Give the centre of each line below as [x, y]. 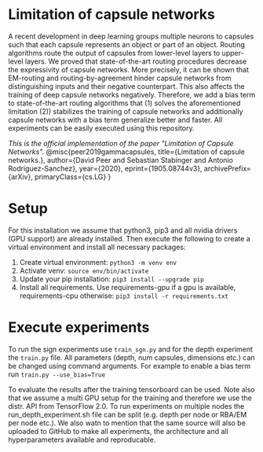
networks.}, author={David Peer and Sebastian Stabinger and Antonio [121, 160]
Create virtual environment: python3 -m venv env [98, 262]
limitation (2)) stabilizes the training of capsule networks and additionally [126, 111]
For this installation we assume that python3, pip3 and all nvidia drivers [123, 230]
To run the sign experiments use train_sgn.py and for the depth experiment [131, 349]
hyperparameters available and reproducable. [82, 439]
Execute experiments [79, 327]
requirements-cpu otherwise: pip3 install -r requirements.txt [124, 296]
